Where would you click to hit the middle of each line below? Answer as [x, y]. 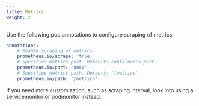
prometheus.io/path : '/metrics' [57, 78]
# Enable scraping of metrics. [56, 51]
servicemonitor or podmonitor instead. [54, 96]
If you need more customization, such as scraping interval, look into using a [100, 90]
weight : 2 [19, 17]
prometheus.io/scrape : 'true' [55, 57]
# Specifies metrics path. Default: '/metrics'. [79, 73]
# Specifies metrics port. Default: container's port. [87, 62]
